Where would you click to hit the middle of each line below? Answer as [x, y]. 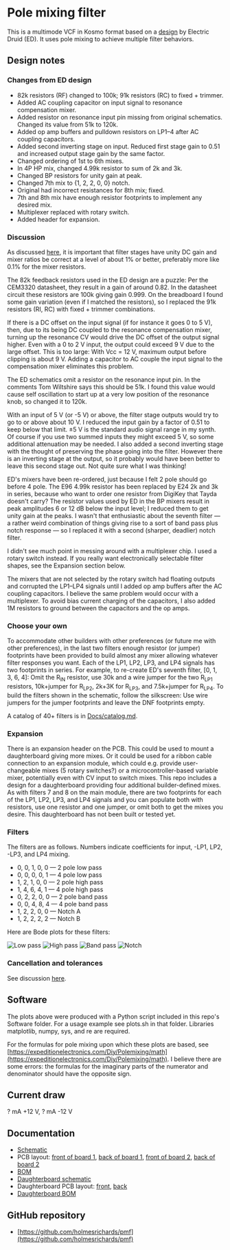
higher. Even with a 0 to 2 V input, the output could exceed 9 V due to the [111, 344]
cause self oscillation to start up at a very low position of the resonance [108, 394]
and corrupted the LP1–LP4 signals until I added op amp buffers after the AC [115, 586]
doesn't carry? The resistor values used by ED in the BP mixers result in [108, 501]
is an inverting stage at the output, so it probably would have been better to [114, 458]
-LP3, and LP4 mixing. [38, 854]
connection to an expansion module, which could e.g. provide [94, 763]
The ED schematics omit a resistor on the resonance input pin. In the [104, 379]
